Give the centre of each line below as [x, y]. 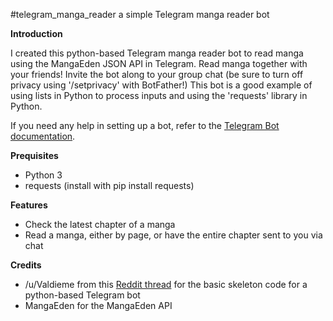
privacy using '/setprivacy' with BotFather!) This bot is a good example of [161, 85]
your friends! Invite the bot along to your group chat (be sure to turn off [157, 74]
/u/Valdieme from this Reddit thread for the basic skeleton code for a [166, 284]
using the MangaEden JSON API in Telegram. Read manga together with [159, 63]
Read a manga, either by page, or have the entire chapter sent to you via [173, 235]
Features [29, 205]
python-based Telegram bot [82, 295]
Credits [26, 265]
